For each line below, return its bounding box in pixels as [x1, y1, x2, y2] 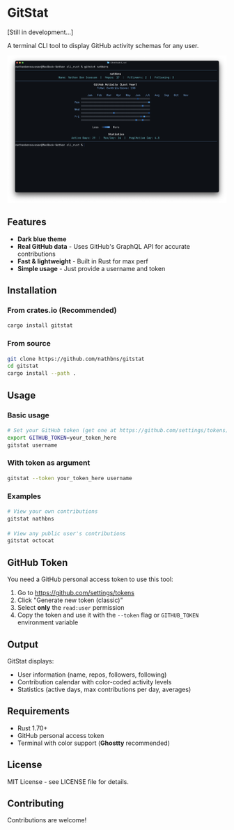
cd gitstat [7, 362, 39, 370]
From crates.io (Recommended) [7, 305, 117, 315]
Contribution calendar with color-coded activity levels [17, 677, 172, 686]
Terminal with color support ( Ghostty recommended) [17, 739, 171, 747]
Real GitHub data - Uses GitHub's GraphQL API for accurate [17, 242, 190, 250]
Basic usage [7, 410, 50, 420]
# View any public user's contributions [7, 530, 127, 537]
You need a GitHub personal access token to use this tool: [7, 575, 173, 583]
